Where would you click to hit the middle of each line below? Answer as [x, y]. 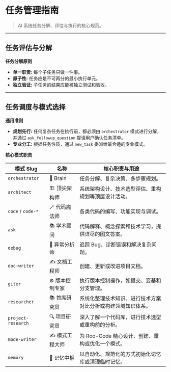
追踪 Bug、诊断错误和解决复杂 [116, 244]
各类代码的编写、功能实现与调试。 [120, 211]
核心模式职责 [19, 155]
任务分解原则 [19, 61]
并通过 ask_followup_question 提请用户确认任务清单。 [69, 138]
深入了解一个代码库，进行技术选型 [120, 317]
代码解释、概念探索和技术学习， [118, 226]
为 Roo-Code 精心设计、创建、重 [119, 336]
